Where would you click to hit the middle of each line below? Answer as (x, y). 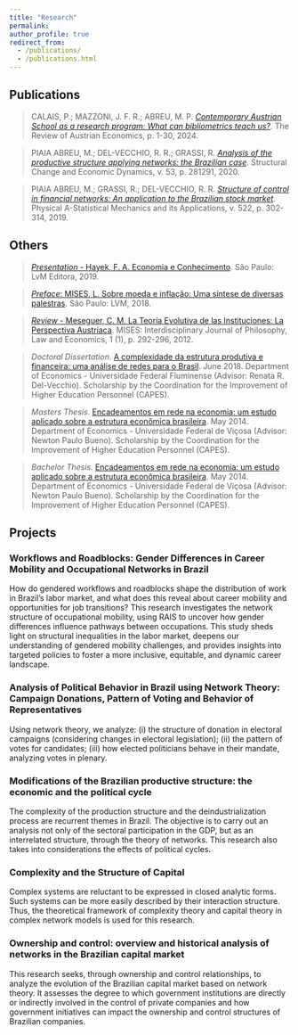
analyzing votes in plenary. (58, 758)
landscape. (30, 664)
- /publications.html (57, 59)
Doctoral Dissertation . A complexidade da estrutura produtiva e (147, 357)
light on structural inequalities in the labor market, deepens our (125, 636)
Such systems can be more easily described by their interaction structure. (145, 901)
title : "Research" (43, 17)
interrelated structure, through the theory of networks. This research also (143, 840)
